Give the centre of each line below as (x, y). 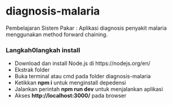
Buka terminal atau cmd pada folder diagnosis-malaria (83, 76)
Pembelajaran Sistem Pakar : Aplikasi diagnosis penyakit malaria (86, 28)
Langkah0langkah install (43, 50)
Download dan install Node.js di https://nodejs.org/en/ (82, 63)
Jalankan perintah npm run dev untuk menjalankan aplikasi (89, 89)
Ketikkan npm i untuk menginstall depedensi (70, 83)
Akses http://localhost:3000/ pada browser (70, 96)
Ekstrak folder (32, 70)
